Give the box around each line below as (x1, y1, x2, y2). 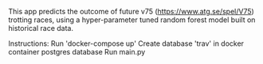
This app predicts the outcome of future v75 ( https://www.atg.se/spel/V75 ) (8, 7, 255, 16)
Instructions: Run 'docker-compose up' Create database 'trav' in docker (8, 39, 245, 48)
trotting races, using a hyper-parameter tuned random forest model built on (8, 15, 256, 24)
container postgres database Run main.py (8, 47, 146, 56)
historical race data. (8, 24, 74, 32)
